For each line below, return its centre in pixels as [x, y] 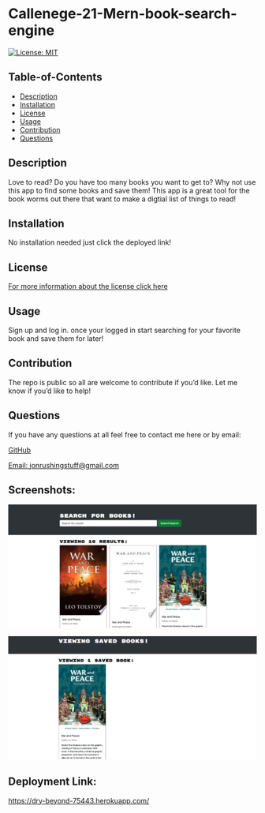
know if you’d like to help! [50, 391]
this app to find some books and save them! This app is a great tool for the [129, 190]
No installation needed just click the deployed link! [90, 242]
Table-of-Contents [55, 77]
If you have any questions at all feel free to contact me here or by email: [125, 434]
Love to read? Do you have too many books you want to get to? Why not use [132, 182]
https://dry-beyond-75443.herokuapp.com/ [79, 800]
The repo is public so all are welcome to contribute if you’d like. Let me [123, 382]
